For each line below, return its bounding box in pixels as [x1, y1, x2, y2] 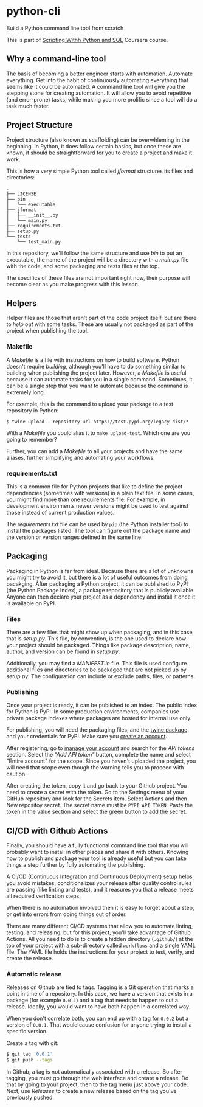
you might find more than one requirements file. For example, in [6, 496, 165, 503]
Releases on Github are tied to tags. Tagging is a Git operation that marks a [6, 984, 194, 991]
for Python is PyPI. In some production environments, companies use [6, 708, 179, 715]
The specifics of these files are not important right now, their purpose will [6, 274, 190, 281]
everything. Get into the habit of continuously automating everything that [6, 76, 188, 83]
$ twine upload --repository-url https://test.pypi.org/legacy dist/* [6, 418, 189, 425]
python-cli [6, 4, 61, 18]
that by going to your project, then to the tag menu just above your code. [6, 1081, 188, 1088]
